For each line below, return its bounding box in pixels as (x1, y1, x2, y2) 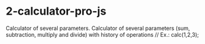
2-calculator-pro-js (6, 4, 107, 18)
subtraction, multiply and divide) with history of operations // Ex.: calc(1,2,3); (6, 31, 199, 38)
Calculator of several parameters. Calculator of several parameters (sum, (6, 24, 190, 32)
